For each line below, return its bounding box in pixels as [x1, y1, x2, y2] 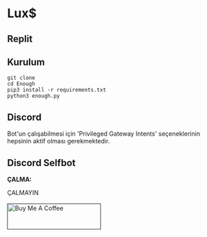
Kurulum [7, 56, 46, 68]
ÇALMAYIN [7, 189, 39, 197]
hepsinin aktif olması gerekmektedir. [7, 137, 110, 145]
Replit [7, 33, 33, 45]
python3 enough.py [7, 92, 60, 100]
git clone [7, 74, 36, 81]
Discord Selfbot [7, 157, 76, 169]
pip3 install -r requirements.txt [7, 87, 107, 94]
